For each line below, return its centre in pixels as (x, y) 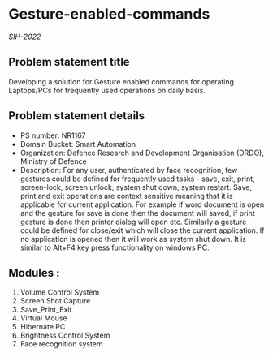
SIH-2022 (25, 37)
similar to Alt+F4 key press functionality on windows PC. (115, 247)
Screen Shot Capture (55, 301)
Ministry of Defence (53, 161)
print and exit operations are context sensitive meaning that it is (126, 196)
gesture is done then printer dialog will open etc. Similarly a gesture (133, 222)
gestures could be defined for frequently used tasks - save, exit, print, (137, 178)
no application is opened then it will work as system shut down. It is (133, 239)
